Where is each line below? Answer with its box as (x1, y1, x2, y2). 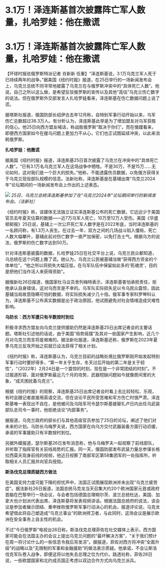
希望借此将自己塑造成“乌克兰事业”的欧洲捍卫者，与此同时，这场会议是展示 (5, 510, 156, 516)
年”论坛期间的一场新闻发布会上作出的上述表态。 (5, 182, 102, 188)
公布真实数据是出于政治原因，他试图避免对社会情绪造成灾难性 (35, 298, 160, 303)
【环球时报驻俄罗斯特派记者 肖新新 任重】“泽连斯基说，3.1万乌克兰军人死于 (5, 71, 157, 77)
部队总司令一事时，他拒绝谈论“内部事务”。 (5, 407, 91, 413)
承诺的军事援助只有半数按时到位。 (5, 430, 74, 436)
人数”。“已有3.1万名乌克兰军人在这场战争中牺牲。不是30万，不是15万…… (5, 163, 152, 170)
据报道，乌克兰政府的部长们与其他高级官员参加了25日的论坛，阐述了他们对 (5, 418, 157, 423)
